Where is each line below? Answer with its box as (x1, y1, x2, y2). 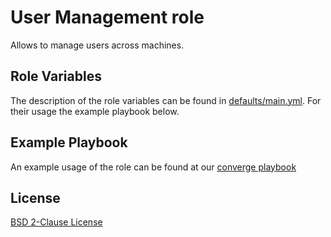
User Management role (10, 6, 205, 29)
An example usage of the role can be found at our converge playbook (10, 161, 297, 173)
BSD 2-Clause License (10, 216, 103, 228)
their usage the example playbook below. (10, 105, 180, 117)
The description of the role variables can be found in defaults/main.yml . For (10, 94, 322, 106)
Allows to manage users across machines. (10, 39, 185, 51)
